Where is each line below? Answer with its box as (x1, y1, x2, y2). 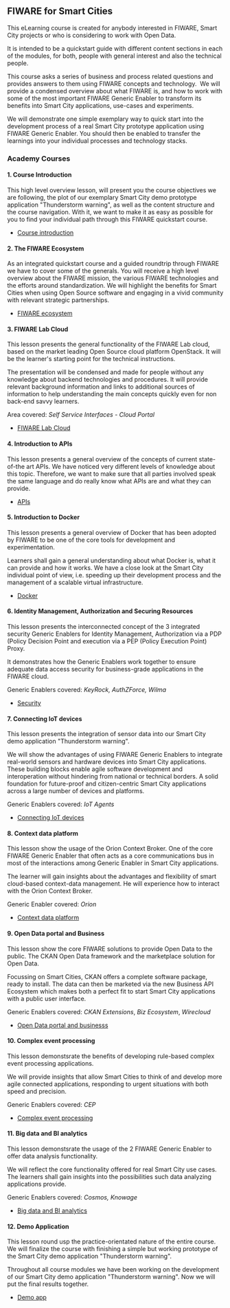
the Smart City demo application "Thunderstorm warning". (7, 1252, 172, 1261)
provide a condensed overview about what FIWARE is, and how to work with (7, 87, 223, 95)
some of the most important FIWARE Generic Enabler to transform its (7, 94, 202, 102)
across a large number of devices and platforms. (7, 787, 145, 795)
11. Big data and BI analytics (7, 1129, 88, 1138)
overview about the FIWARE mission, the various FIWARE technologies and (7, 274, 218, 282)
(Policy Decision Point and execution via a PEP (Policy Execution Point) (7, 636, 207, 645)
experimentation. (7, 542, 55, 551)
